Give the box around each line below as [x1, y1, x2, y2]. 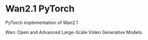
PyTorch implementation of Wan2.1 [5, 19, 78, 25]
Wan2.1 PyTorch [5, 3, 75, 14]
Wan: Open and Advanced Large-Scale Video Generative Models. [5, 29, 143, 35]
